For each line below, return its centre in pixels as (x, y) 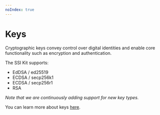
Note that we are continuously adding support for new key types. (72, 97)
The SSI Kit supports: (27, 63)
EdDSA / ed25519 (30, 72)
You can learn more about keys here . (43, 107)
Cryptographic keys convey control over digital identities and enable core (80, 48)
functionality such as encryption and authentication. (58, 53)
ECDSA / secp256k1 (33, 77)
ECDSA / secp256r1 (33, 82)
